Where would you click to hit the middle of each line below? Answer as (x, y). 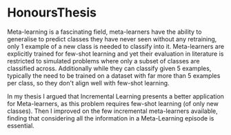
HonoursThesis (52, 13)
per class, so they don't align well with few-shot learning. (89, 83)
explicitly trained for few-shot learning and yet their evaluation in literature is (115, 54)
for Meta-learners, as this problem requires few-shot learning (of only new (113, 103)
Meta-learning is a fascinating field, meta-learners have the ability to (104, 32)
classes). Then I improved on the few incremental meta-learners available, (113, 111)
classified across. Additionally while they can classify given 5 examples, (109, 68)
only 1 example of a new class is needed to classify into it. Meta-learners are (116, 46)
